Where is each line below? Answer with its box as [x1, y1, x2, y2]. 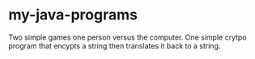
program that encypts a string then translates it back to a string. [8, 40, 221, 50]
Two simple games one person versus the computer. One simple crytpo [8, 32, 247, 42]
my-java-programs [8, 6, 138, 24]
